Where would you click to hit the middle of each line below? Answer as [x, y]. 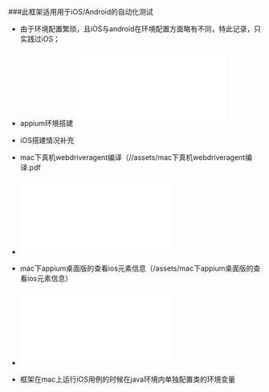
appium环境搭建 [47, 123]
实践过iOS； [40, 39]
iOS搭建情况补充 [47, 140]
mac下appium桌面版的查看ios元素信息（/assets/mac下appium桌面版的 [137, 268]
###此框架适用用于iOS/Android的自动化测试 [81, 12]
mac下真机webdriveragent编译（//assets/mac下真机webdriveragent [132, 157]
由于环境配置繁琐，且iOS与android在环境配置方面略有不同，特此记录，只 [140, 29]
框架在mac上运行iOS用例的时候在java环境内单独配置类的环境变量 [127, 379]
